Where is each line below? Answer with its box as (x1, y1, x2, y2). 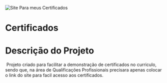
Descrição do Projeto (5, 45, 94, 56)
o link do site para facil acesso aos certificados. (5, 72, 103, 78)
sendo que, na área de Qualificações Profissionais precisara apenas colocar (5, 67, 162, 73)
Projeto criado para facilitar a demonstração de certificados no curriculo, (6, 61, 156, 67)
